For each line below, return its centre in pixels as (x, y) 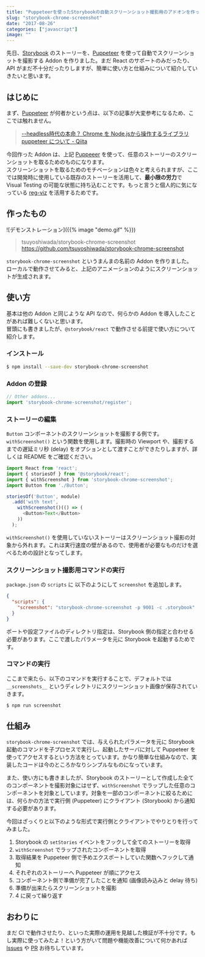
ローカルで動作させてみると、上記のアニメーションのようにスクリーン (94, 268)
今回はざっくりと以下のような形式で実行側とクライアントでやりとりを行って (102, 822)
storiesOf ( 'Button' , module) (43, 497)
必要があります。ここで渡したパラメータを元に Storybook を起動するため (98, 639)
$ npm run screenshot (34, 705)
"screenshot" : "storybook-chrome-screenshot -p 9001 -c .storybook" (106, 607)
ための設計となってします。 (51, 552)
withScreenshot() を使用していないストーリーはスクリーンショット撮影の (98, 537)
